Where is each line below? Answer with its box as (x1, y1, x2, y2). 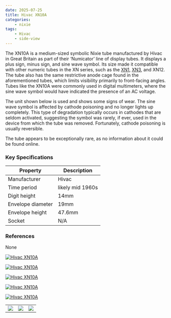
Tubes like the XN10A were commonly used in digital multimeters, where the (5, 83, 166, 89)
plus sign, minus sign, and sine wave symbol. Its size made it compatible (5, 61, 158, 67)
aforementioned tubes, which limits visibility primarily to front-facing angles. (5, 77, 166, 84)
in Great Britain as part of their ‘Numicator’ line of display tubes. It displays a (5, 55, 166, 62)
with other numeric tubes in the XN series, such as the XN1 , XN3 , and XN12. (5, 66, 165, 72)
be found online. (5, 141, 40, 147)
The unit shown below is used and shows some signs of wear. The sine (5, 98, 156, 104)
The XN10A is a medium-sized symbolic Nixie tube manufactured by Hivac (5, 50, 162, 56)
